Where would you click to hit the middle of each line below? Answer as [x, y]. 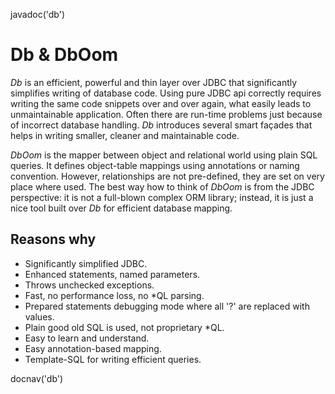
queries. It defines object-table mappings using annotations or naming [155, 165]
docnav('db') [37, 378]
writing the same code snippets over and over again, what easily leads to [161, 103]
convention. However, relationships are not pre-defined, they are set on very [167, 176]
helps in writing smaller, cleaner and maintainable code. [125, 135]
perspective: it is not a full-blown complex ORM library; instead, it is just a [162, 197]
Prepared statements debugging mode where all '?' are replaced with [167, 306]
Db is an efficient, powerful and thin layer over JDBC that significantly [154, 82]
